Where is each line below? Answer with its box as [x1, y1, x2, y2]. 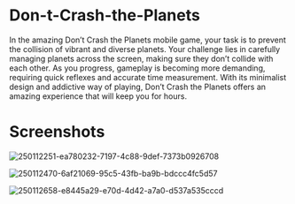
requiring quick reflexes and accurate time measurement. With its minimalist [9, 72, 286, 82]
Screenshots [9, 122, 105, 142]
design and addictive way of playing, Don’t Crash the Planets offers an [9, 81, 267, 92]
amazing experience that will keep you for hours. [9, 90, 188, 102]
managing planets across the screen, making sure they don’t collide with [9, 53, 274, 64]
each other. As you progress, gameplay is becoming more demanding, [9, 63, 266, 73]
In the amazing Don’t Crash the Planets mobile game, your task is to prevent [9, 34, 286, 45]
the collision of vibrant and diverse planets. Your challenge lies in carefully [9, 43, 281, 54]
